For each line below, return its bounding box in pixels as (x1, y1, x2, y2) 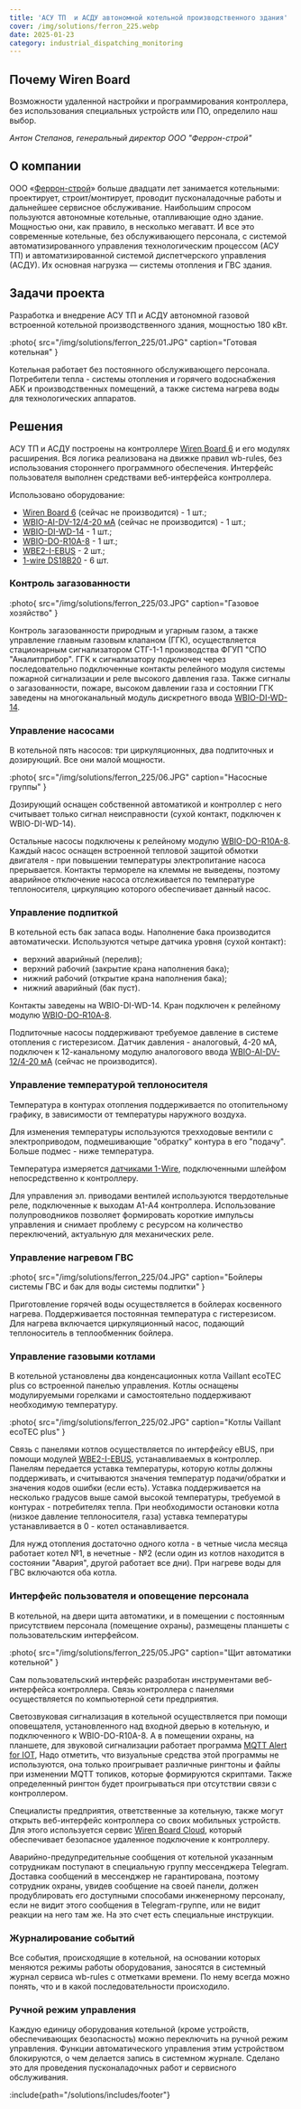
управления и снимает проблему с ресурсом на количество (9, 1219, 243, 1230)
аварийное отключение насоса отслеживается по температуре (9, 874, 255, 886)
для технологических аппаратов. (9, 392, 137, 403)
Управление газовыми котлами (9, 1350, 156, 1363)
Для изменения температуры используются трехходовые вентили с (9, 1126, 273, 1137)
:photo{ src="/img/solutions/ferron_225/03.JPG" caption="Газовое (9, 597, 260, 608)
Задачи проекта (9, 286, 105, 301)
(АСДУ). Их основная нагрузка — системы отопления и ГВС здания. (9, 259, 273, 270)
